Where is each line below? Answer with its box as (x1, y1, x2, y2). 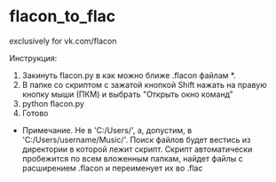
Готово (21, 107, 49, 118)
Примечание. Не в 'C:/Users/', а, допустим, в (21, 124, 193, 135)
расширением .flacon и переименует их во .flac (21, 162, 203, 173)
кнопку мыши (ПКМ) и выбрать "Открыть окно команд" (21, 89, 233, 99)
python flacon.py (21, 98, 84, 108)
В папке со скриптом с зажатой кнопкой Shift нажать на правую (21, 79, 268, 90)
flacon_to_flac (9, 6, 116, 27)
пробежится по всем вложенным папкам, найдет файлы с (21, 153, 243, 163)
